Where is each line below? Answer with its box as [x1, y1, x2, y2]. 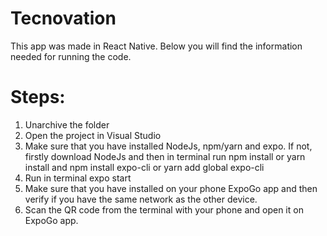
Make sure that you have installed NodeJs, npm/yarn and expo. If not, [24, 140, 313, 152]
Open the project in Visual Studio [24, 129, 162, 141]
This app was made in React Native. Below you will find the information [10, 40, 303, 52]
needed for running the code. [10, 50, 132, 62]
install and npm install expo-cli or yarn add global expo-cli [24, 161, 265, 173]
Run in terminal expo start [24, 172, 132, 184]
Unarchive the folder [24, 118, 110, 131]
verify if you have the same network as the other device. [24, 193, 258, 205]
